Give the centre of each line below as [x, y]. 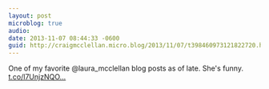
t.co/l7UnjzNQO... [37, 77]
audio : [19, 30]
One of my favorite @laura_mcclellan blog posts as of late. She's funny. [126, 68]
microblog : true [35, 23]
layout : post [30, 16]
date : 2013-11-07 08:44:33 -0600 [64, 38]
